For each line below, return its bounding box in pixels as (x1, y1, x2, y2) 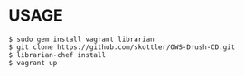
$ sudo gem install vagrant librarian (8, 35, 155, 44)
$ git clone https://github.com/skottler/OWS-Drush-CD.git (8, 42, 236, 52)
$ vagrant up (8, 58, 58, 67)
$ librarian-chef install (8, 50, 106, 59)
